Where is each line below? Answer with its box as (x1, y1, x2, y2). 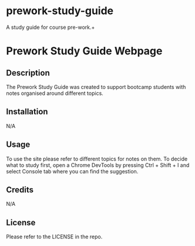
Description (6, 68, 50, 78)
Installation (6, 107, 48, 117)
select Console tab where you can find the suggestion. (6, 168, 139, 175)
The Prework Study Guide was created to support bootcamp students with (6, 83, 186, 90)
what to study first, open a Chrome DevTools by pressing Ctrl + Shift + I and (6, 161, 190, 169)
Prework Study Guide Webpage (6, 44, 163, 58)
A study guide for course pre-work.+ (6, 24, 95, 31)
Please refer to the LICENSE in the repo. (6, 233, 103, 240)
